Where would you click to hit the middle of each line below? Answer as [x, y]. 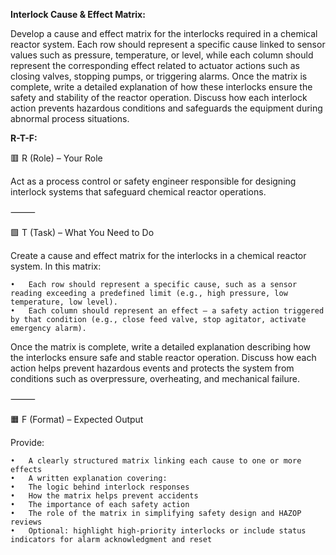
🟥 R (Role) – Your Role [56, 158]
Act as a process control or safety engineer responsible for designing [153, 181]
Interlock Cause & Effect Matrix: [78, 14]
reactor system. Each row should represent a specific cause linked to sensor [168, 44]
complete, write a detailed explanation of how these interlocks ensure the [161, 87]
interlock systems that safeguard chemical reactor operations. [138, 192]
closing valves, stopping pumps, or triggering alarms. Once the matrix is [159, 76]
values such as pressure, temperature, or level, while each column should [162, 55]
